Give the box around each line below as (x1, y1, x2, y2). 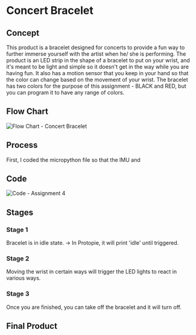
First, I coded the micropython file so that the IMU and (6, 156, 141, 164)
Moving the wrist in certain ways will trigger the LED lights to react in (6, 268, 177, 276)
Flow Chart (6, 107, 48, 117)
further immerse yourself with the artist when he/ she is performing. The (6, 50, 186, 58)
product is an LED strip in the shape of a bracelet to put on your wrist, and (6, 57, 190, 64)
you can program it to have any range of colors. (6, 89, 125, 96)
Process (6, 140, 38, 150)
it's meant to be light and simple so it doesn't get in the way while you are (6, 63, 189, 70)
